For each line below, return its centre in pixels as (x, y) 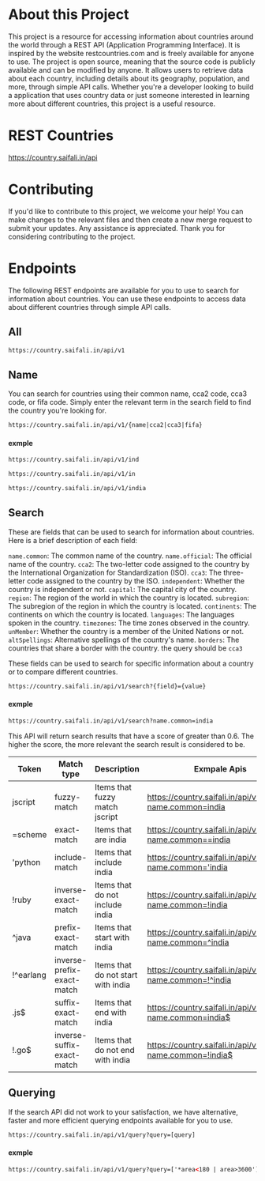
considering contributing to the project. (72, 236)
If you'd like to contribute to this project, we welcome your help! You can (126, 211)
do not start (116, 975)
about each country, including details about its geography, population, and (129, 78)
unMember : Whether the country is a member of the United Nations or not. (126, 631)
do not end (115, 1050)
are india (110, 840)
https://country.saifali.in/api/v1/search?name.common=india (111, 721)
